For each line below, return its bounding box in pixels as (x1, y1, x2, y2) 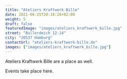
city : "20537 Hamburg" (5, 35, 53, 40)
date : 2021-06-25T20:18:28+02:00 (5, 12, 75, 17)
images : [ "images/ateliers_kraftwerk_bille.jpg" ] (5, 44, 111, 49)
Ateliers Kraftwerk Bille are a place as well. (5, 58, 93, 64)
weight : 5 (5, 16, 26, 21)
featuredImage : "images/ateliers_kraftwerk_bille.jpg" (5, 26, 122, 31)
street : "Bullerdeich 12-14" (5, 30, 66, 35)
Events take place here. (5, 68, 54, 74)
